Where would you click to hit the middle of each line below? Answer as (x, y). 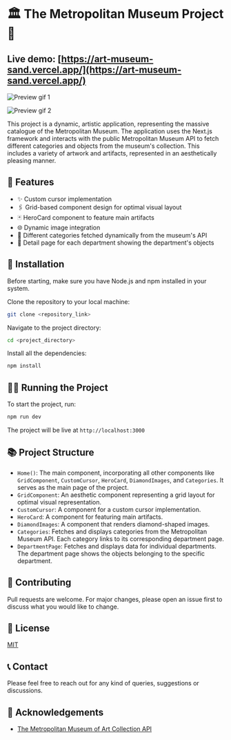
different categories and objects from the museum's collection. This (103, 146)
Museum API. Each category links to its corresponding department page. (120, 539)
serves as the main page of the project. (73, 487)
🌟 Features (31, 182)
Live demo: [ (34, 59)
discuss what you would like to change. (63, 607)
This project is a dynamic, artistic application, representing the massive (108, 124)
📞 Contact (28, 666)
